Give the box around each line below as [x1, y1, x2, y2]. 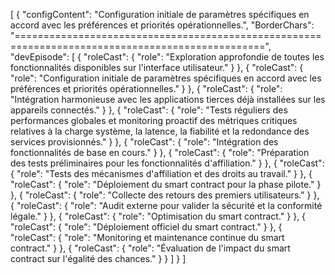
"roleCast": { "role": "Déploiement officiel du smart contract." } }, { [10, 221, 283, 233]
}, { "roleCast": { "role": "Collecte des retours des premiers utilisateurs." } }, [10, 189, 320, 201]
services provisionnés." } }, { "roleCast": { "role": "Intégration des [10, 136, 279, 148]
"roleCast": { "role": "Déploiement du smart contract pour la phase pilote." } [10, 179, 322, 190]
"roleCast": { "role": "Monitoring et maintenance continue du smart [10, 232, 285, 243]
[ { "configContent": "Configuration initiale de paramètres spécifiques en [10, 9, 310, 20]
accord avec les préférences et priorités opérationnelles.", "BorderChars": [10, 19, 315, 31]
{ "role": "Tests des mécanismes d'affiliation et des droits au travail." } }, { [10, 168, 313, 179]
